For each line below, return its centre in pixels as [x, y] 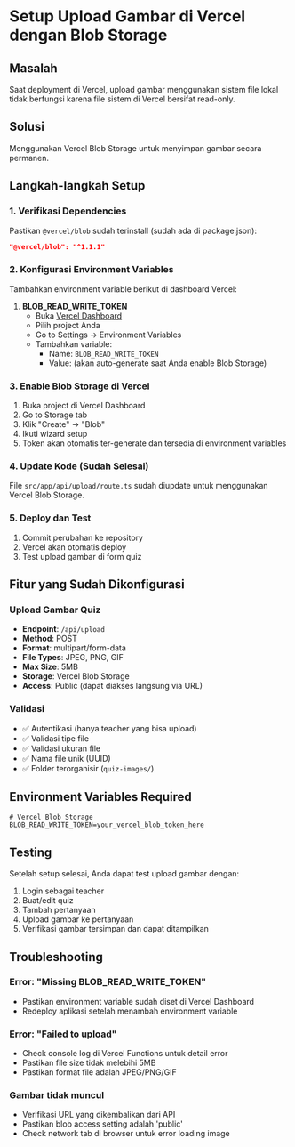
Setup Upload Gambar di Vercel [128, 16]
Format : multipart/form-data [74, 648]
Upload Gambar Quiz [55, 610]
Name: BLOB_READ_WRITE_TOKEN [104, 353]
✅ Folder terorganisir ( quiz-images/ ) [88, 768]
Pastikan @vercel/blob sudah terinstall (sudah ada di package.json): [133, 230]
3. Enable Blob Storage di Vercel [80, 386]
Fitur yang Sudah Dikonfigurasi [97, 584]
